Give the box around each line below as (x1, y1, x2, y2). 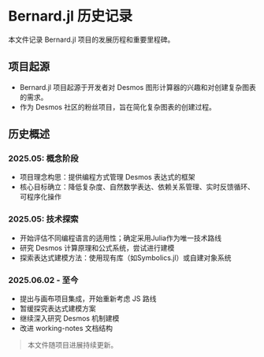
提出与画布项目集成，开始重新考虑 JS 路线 (19, 294, 157, 303)
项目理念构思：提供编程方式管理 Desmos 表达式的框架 (19, 173, 195, 182)
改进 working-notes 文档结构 (19, 324, 113, 333)
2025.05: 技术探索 (8, 214, 79, 225)
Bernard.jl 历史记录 (8, 7, 133, 25)
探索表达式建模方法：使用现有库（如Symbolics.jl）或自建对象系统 (19, 253, 232, 262)
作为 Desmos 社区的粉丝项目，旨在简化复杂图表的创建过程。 (19, 102, 217, 111)
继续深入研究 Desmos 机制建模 (19, 314, 120, 323)
